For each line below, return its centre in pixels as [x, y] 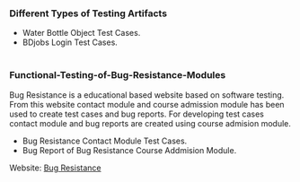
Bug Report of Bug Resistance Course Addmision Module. [129, 150]
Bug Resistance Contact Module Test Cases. [105, 141]
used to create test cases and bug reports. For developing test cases [137, 114]
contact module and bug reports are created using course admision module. [150, 123]
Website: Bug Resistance [55, 168]
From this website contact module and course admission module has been [147, 104]
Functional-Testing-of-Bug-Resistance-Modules [118, 75]
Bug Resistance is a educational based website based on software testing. [147, 95]
